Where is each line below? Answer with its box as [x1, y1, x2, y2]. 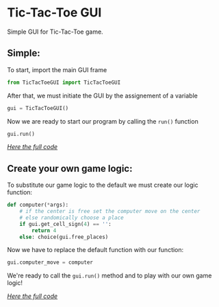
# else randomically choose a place [19, 214, 125, 221]
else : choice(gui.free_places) [19, 234, 109, 240]
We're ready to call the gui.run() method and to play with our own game [7, 271, 212, 280]
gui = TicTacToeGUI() [7, 104, 69, 111]
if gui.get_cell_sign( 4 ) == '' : [19, 220, 112, 227]
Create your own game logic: [7, 163, 133, 174]
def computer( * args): [7, 201, 69, 209]
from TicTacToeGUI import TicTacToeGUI [7, 79, 121, 86]
